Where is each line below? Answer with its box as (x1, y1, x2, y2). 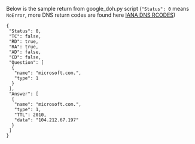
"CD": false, (8, 54, 42, 60)
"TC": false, (8, 33, 42, 39)
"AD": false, (8, 49, 42, 55)
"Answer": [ (8, 91, 39, 97)
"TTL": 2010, (14, 112, 47, 118)
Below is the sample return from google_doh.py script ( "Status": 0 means (6, 5, 190, 12)
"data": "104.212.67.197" (14, 117, 79, 123)
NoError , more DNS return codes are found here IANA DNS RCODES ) (6, 11, 176, 19)
